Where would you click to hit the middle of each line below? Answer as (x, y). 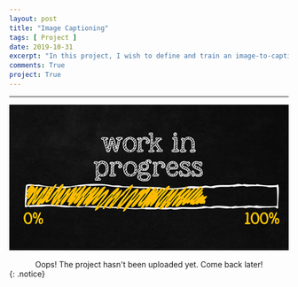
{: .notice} (27, 274)
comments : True (37, 66)
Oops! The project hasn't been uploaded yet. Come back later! (149, 264)
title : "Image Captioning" (59, 28)
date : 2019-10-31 (41, 47)
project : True (35, 75)
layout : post (33, 19)
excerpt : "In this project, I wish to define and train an (121, 56)
